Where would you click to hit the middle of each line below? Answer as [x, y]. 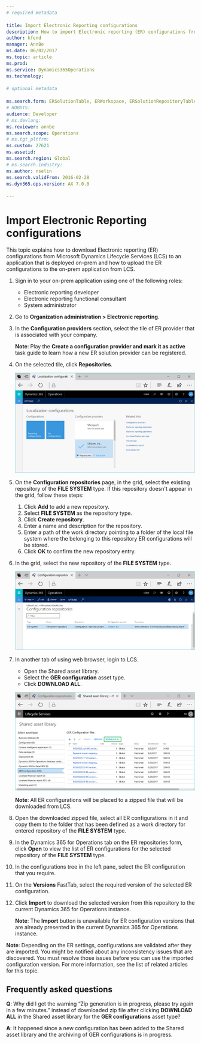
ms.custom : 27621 [28, 146]
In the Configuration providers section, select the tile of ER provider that [105, 329]
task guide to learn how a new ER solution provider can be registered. [100, 353]
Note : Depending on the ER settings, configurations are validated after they [99, 945]
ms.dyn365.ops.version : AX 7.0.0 [48, 184]
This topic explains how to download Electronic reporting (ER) [82, 250]
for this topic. [22, 971]
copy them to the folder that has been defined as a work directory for [100, 824]
